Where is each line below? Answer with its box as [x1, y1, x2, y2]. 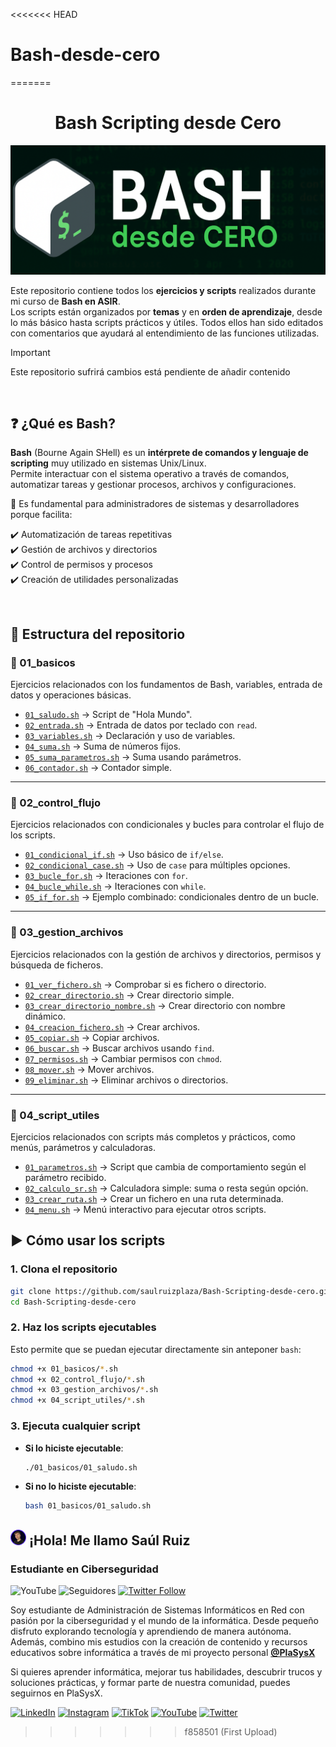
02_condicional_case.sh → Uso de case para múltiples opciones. [24, 859, 291, 871]
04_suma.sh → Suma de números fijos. [24, 740, 182, 753]
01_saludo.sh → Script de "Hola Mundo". [24, 709, 193, 721]
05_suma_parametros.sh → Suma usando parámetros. [24, 751, 242, 763]
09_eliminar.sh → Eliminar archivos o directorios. [24, 1074, 229, 1086]
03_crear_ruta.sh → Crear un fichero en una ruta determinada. [24, 1192, 284, 1204]
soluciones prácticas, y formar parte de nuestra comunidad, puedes [10, 1676, 291, 1688]
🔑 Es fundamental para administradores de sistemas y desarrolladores [10, 498, 300, 510]
